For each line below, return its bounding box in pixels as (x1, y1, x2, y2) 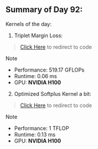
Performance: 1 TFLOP (14, 124, 69, 132)
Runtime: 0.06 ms (14, 72, 57, 79)
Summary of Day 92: (5, 5, 83, 15)
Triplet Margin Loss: (14, 32, 63, 39)
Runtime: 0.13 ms (14, 131, 55, 138)
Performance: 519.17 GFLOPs (14, 66, 85, 73)
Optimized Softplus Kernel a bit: (14, 90, 92, 97)
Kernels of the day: (5, 20, 52, 27)
